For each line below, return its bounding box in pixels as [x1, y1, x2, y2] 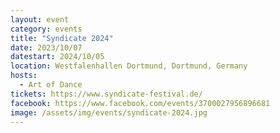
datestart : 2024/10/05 [10, 52, 105, 62]
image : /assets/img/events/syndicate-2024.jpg [10, 107, 208, 118]
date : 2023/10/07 [10, 42, 83, 53]
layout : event [10, 14, 70, 25]
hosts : [10, 71, 38, 81]
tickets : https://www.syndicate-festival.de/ [10, 89, 203, 99]
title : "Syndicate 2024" [10, 33, 114, 43]
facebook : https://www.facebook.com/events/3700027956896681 [10, 98, 271, 108]
